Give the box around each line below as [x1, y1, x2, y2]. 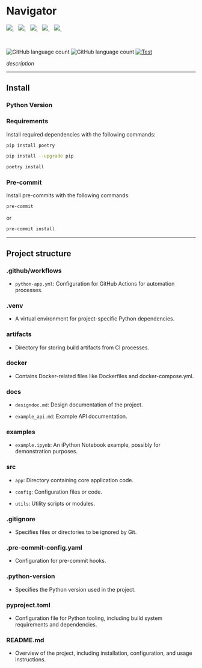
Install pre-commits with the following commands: [6, 192, 130, 199]
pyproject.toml [6, 601, 50, 609]
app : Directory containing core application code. [14, 476, 134, 483]
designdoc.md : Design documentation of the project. [14, 401, 143, 408]
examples [6, 428, 35, 437]
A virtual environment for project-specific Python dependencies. [14, 315, 175, 322]
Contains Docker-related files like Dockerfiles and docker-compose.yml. [14, 372, 194, 379]
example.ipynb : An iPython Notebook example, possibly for [14, 441, 161, 449]
